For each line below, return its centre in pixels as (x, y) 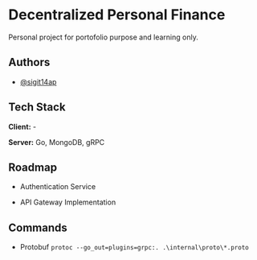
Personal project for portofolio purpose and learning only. (103, 37)
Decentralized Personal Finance (117, 15)
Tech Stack (37, 107)
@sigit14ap (38, 81)
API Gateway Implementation (68, 202)
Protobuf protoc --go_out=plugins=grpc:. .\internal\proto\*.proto (134, 247)
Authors (29, 62)
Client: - (22, 126)
